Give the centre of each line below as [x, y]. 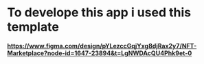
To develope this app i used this [99, 13]
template [33, 27]
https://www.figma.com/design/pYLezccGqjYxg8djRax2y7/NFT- [102, 46]
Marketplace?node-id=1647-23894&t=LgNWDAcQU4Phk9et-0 [100, 53]
